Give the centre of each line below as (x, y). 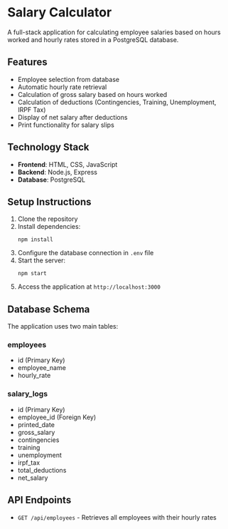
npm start (32, 274)
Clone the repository (48, 219)
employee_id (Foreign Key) (57, 417)
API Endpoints (39, 500)
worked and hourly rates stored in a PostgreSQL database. (93, 39)
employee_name (42, 368)
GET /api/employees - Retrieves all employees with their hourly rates (117, 517)
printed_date (36, 424)
